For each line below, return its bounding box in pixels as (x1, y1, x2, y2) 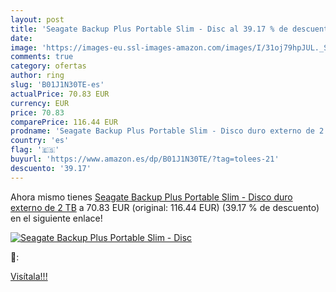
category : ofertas (10, 61, 87, 71)
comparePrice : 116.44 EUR (10, 117, 118, 127)
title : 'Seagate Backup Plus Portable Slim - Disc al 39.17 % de (10, 24, 288, 34)
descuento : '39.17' (10, 163, 92, 173)
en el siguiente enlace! (10, 212, 103, 224)
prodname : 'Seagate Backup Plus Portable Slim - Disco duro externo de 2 (10, 126, 325, 136)
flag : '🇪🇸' (10, 145, 60, 155)
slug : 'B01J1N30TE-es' (10, 80, 105, 90)
